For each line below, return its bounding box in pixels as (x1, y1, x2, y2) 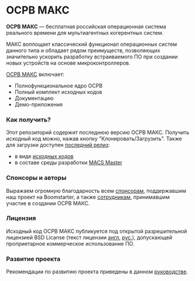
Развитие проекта (6, 255, 60, 263)
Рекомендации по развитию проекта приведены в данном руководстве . (6, 268, 188, 275)
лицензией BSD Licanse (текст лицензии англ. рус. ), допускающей (6, 233, 172, 241)
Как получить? (6, 115, 51, 123)
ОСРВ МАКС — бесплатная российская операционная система (6, 23, 166, 30)
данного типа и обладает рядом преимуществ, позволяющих (6, 46, 160, 53)
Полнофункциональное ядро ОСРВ (14, 82, 103, 89)
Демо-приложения (14, 101, 63, 108)
